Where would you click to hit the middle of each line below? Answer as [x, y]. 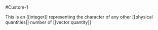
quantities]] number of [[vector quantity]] [48, 22]
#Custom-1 [17, 7]
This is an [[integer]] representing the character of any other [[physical [79, 17]
